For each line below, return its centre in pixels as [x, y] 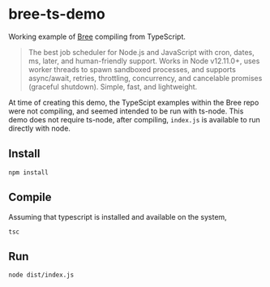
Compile [30, 197]
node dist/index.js [41, 275]
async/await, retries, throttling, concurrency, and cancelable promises [145, 78]
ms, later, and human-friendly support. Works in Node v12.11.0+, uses [144, 61]
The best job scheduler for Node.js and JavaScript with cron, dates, [141, 52]
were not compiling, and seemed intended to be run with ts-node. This [126, 111]
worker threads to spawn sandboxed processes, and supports [132, 69]
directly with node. [40, 128]
